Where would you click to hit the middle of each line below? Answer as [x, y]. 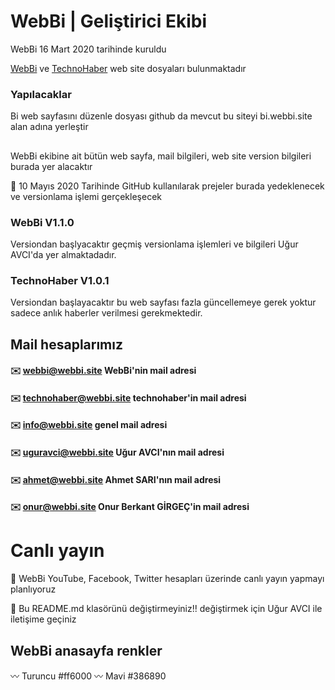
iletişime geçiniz [43, 619]
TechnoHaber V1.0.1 [60, 280]
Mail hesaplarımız [66, 344]
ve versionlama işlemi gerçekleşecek [86, 196]
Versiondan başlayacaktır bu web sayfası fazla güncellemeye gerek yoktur [163, 302]
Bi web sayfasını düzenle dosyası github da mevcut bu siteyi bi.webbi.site [161, 116]
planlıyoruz [33, 589]
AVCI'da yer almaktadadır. [63, 254]
